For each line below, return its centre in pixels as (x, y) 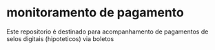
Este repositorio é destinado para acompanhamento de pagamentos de (107, 32)
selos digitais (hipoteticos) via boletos (60, 38)
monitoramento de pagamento (95, 13)
